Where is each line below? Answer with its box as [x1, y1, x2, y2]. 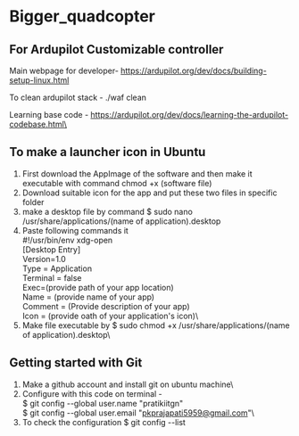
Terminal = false [21, 272, 82, 283]
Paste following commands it [21, 225, 129, 235]
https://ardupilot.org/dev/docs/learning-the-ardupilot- [90, 110, 288, 119]
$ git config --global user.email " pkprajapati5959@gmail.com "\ [21, 407, 254, 418]
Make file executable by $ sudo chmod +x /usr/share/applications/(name [21, 319, 290, 331]
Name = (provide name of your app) [21, 292, 154, 302]
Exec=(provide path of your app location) [21, 282, 174, 292]
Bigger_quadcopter [9, 6, 156, 27]
